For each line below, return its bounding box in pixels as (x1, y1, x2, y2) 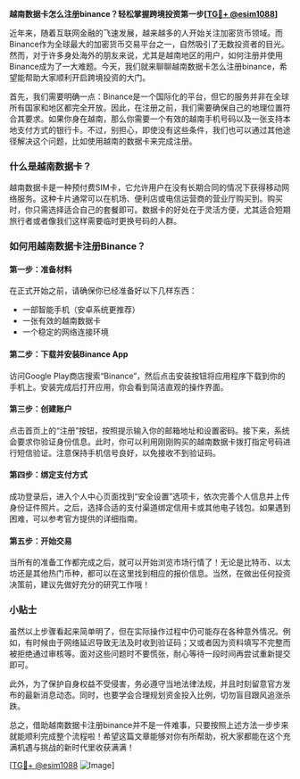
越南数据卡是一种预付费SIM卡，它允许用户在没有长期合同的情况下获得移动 (9, 182, 282, 193)
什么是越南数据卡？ (9, 160, 92, 172)
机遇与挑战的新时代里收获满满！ (16, 742, 135, 752)
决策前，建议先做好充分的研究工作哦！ (9, 579, 150, 590)
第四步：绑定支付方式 (9, 469, 87, 480)
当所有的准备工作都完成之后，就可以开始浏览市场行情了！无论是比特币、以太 (9, 557, 291, 568)
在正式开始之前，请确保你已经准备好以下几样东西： (9, 286, 197, 296)
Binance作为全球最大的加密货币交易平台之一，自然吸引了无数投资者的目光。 (9, 39, 290, 49)
